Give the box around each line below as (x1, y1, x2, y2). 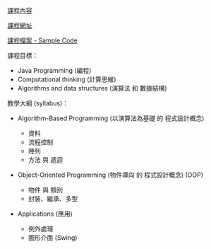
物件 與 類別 (28, 186, 64, 194)
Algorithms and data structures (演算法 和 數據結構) (17, 84, 167, 92)
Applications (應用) (17, 209, 73, 218)
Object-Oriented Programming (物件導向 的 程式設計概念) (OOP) (17, 170, 203, 179)
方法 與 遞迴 (28, 156, 64, 164)
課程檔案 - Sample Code (7, 36, 78, 45)
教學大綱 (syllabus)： (7, 99, 69, 108)
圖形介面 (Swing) (28, 233, 78, 242)
